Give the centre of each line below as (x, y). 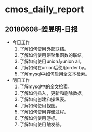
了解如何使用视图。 (40, 105)
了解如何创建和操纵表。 (44, 99)
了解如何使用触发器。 (42, 124)
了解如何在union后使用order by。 (54, 68)
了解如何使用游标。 (40, 118)
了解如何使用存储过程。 (44, 112)
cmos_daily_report (44, 9)
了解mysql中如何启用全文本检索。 (55, 74)
